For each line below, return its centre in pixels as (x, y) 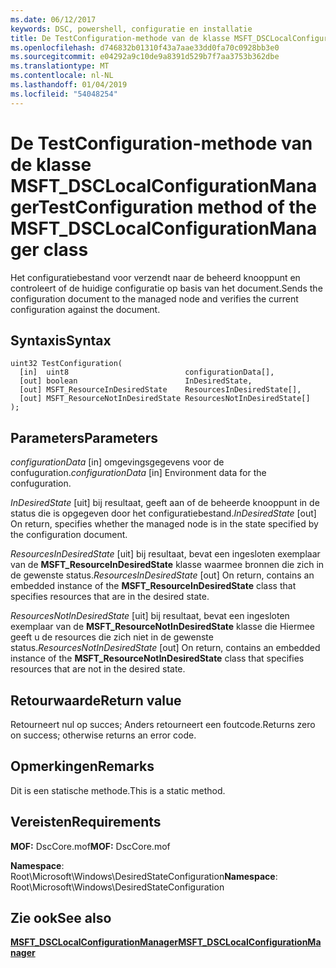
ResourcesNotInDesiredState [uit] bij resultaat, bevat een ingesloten (150, 616)
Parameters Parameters (84, 437)
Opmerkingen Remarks (82, 766)
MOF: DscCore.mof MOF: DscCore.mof (90, 846)
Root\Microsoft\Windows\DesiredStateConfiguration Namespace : (144, 876)
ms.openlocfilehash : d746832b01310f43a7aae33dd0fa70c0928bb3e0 (145, 47)
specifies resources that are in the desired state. (110, 597)
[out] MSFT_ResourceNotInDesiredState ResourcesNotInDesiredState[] (165, 399)
